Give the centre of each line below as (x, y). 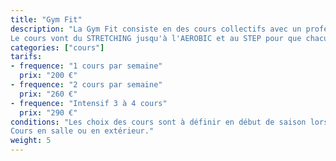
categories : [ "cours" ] (57, 47)
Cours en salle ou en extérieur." (82, 131)
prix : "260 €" (48, 94)
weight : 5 (31, 141)
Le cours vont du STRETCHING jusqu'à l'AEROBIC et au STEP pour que (156, 38)
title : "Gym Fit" (46, 19)
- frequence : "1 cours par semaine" (86, 66)
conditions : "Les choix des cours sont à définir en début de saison (158, 122)
